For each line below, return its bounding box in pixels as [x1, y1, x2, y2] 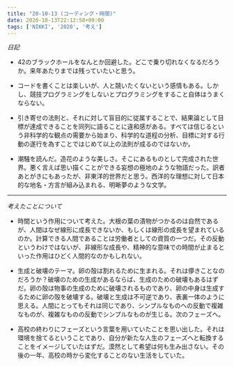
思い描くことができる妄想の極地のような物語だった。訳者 [60, 163, 225, 171]
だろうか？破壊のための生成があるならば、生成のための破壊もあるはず [17, 275, 219, 284]
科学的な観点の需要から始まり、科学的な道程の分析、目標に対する [29, 131, 219, 139]
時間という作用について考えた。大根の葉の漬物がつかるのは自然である [17, 217, 219, 225]
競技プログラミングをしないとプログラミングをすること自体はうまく [29, 90, 225, 98]
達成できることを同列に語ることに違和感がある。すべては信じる [29, 123, 212, 131]
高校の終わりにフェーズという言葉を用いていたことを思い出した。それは [17, 325, 225, 333]
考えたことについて [7, 202, 63, 211]
